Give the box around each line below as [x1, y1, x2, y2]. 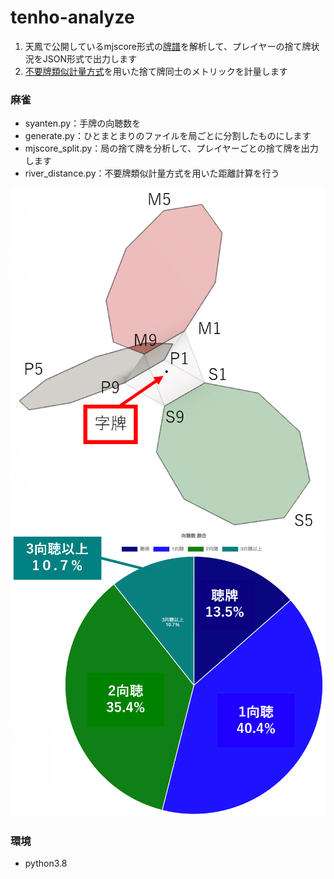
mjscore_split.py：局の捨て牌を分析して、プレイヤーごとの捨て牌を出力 [24, 142, 319, 155]
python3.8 [24, 857, 68, 869]
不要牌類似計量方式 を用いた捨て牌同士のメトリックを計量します [24, 65, 288, 77]
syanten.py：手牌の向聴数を [24, 117, 142, 130]
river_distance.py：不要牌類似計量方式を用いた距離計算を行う [24, 167, 280, 180]
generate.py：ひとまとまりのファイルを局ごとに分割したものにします [24, 130, 312, 142]
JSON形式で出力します [42, 52, 138, 65]
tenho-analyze [10, 6, 135, 29]
